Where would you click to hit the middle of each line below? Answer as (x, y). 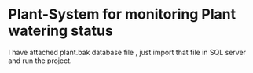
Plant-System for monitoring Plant (122, 14)
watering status (61, 31)
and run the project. (40, 61)
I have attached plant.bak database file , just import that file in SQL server (127, 52)
